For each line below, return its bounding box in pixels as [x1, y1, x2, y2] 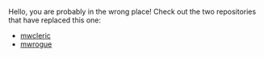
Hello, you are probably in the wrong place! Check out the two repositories [8, 7, 257, 16]
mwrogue [19, 39, 52, 49]
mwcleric [19, 31, 51, 40]
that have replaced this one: [8, 15, 101, 25]
